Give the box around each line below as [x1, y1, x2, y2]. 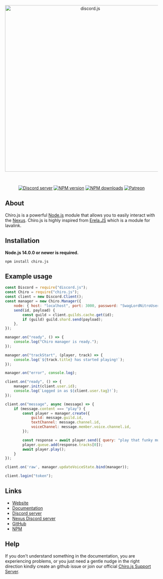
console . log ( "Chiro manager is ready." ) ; [14, 339, 98, 344]
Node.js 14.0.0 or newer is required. [5, 249, 79, 256]
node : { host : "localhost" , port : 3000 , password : [14, 303, 118, 308]
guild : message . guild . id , [31, 415, 83, 420]
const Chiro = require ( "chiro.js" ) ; [5, 290, 79, 295]
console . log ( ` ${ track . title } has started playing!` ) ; [14, 357, 125, 362]
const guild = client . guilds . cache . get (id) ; [22, 312, 114, 317]
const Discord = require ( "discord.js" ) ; [5, 285, 88, 290]
